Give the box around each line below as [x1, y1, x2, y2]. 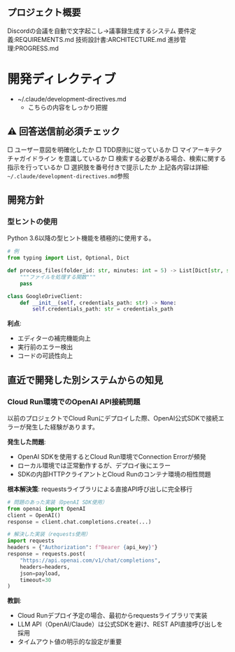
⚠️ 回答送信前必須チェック [7, 125, 120, 138]
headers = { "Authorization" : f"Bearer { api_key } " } [7, 544, 158, 551]
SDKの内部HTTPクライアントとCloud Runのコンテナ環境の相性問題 [17, 469, 211, 478]
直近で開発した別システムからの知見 [7, 374, 164, 386]
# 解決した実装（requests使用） [7, 531, 91, 538]
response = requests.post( [7, 551, 86, 558]
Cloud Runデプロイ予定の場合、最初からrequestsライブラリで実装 [17, 611, 208, 620]
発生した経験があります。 [25, 423, 99, 431]
